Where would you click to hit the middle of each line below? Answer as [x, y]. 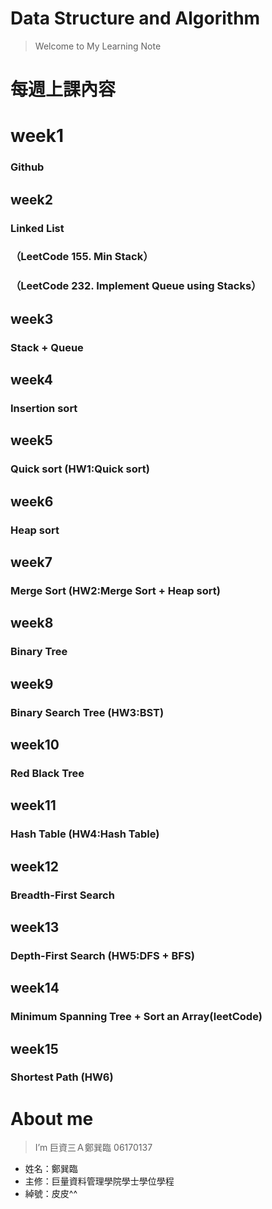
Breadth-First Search [62, 895]
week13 [35, 927]
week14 [35, 988]
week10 [35, 744]
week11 [33, 805]
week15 [34, 1048]
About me [52, 1118]
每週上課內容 [63, 89]
